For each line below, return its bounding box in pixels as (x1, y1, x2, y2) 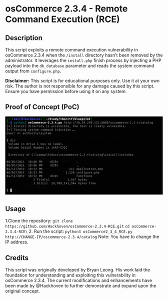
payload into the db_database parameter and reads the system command (5, 63, 154, 68)
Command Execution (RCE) (5, 13, 120, 25)
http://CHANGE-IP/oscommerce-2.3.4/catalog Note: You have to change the (5, 233, 159, 240)
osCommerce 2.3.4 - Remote (5, 3, 128, 14)
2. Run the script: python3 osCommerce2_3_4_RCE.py (28, 228, 132, 234)
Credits (5, 253, 29, 262)
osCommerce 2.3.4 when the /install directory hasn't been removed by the (5, 52, 163, 58)
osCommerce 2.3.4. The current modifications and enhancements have (5, 277, 152, 283)
